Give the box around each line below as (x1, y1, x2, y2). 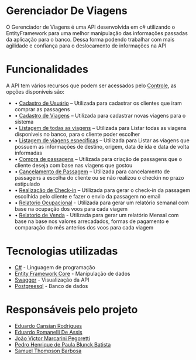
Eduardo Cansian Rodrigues (14, 322, 82, 329)
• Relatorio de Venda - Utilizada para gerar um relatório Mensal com (14, 211, 179, 218)
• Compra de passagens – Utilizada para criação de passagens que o (14, 155, 183, 162)
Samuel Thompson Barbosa (14, 347, 82, 354)
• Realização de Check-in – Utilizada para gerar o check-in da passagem (14, 186, 190, 194)
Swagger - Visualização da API (14, 276, 90, 283)
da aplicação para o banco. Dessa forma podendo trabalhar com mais (6, 36, 175, 43)
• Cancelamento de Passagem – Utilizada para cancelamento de (14, 168, 170, 175)
